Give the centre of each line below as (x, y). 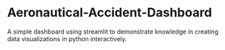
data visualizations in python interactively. (67, 38)
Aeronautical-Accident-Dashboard (110, 13)
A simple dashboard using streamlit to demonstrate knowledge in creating (113, 32)
